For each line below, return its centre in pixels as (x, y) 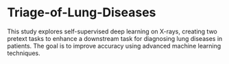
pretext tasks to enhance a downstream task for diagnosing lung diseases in (115, 38)
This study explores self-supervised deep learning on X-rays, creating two (112, 31)
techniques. (24, 53)
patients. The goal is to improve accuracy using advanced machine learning (114, 46)
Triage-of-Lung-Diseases (82, 13)
